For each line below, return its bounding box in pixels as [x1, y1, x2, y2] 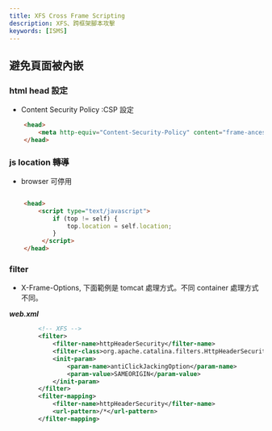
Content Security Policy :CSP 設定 [20, 105, 134, 115]
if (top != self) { [52, 215, 118, 223]
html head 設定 [9, 85, 68, 96]
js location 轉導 [9, 157, 69, 168]
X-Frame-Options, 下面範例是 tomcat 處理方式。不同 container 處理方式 [20, 283, 259, 293]
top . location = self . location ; [66, 222, 173, 230]
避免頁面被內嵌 [9, 58, 84, 73]
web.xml [9, 309, 40, 319]
